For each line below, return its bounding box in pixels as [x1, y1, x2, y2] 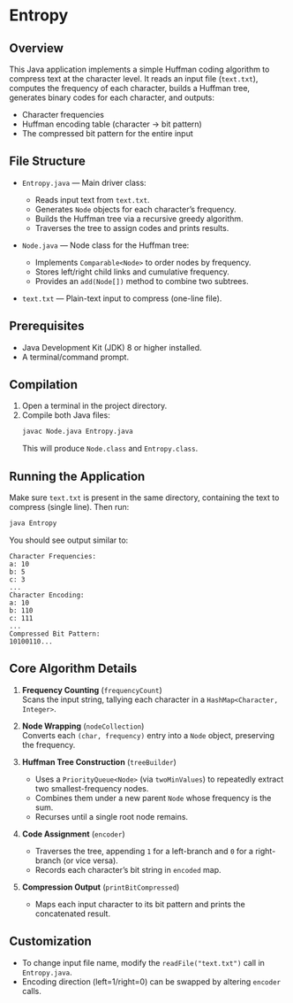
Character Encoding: [9, 590, 86, 599]
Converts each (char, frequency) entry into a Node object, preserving [21, 729, 275, 740]
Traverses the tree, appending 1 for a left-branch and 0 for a [34, 845, 254, 856]
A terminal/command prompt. [21, 351, 130, 362]
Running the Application [9, 468, 146, 483]
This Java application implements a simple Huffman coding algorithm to [9, 64, 270, 74]
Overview [9, 41, 64, 56]
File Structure [9, 154, 86, 169]
